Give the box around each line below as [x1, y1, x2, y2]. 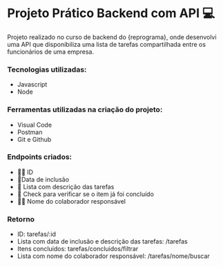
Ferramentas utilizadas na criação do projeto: [7, 105, 163, 114]
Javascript [17, 81, 48, 89]
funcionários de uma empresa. [7, 47, 95, 56]
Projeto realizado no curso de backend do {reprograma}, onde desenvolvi [7, 32, 217, 41]
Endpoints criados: [7, 152, 72, 162]
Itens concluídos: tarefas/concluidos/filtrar [17, 245, 139, 253]
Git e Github [17, 135, 52, 143]
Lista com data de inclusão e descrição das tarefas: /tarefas [17, 237, 188, 246]
